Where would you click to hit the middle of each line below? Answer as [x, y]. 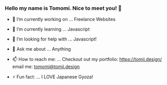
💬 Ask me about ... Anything [41, 49]
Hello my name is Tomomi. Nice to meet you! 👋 [63, 8]
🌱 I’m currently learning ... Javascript [51, 29]
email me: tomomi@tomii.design [46, 67]
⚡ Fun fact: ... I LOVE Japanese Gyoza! [53, 77]
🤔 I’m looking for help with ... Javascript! [54, 39]
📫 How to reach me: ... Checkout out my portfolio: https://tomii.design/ [87, 59]
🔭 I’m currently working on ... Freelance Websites [64, 19]
